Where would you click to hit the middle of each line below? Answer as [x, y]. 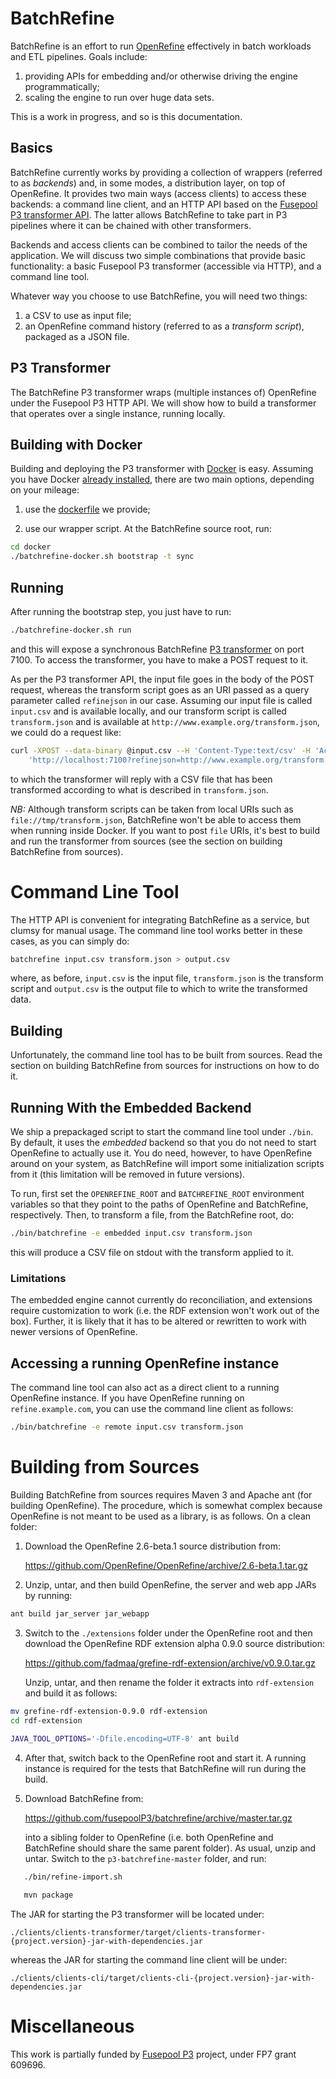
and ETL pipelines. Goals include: [79, 56]
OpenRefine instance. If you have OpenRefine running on [127, 1398]
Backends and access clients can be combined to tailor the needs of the [159, 244]
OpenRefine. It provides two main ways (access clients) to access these [158, 193]
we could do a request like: [66, 732]
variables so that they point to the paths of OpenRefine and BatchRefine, [159, 1204]
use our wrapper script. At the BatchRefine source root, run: [148, 529]
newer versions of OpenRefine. [74, 1332]
